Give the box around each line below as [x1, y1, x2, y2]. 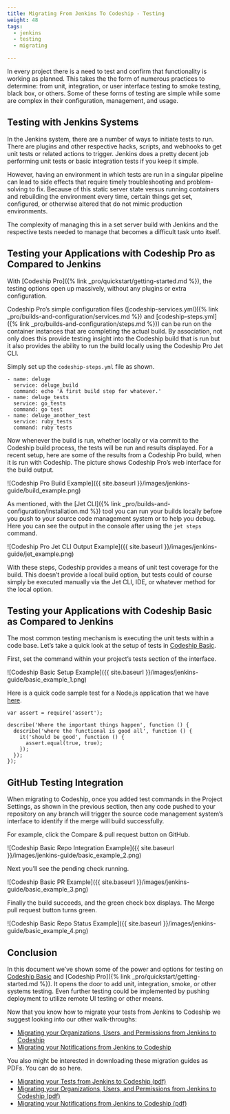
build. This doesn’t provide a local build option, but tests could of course [7, 570, 213, 579]
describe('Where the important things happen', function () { [7, 722, 189, 729]
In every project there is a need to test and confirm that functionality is [7, 67, 207, 75]
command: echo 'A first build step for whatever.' [13, 387, 162, 394]
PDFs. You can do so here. [7, 1064, 83, 1073]
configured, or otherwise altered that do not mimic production [7, 200, 182, 208]
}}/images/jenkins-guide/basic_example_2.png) [7, 851, 142, 860]
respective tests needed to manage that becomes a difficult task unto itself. [7, 227, 221, 236]
